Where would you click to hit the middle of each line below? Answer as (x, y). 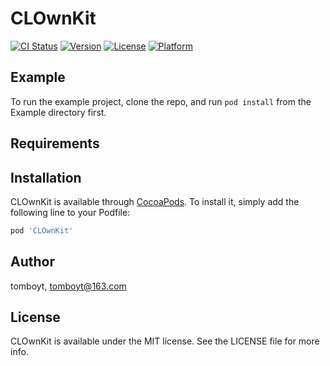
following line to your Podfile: (70, 212)
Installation (46, 177)
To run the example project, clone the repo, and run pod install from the (161, 101)
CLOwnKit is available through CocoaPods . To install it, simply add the (155, 201)
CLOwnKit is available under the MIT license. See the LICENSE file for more (165, 341)
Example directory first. (58, 112)
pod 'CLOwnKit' (42, 230)
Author (32, 262)
